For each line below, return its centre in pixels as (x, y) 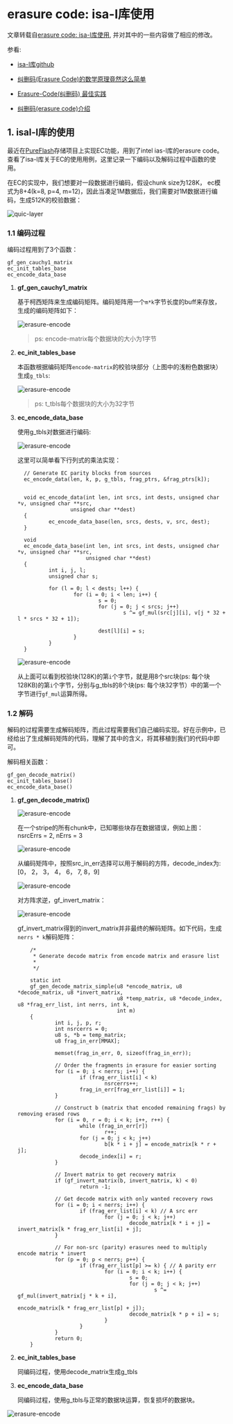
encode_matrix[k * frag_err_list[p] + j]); (81, 1308)
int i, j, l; (67, 571)
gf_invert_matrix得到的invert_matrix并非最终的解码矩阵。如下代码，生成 (119, 928)
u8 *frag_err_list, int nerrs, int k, (73, 1005)
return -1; (95, 1187)
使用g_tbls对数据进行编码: (54, 432)
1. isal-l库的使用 (41, 132)
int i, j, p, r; (78, 1023)
